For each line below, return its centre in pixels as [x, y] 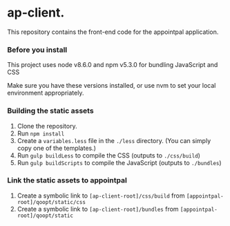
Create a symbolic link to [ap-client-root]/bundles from [98, 209]
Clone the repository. [47, 126]
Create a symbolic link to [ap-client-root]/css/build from [101, 196]
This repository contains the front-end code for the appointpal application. [113, 32]
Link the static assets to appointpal [67, 180]
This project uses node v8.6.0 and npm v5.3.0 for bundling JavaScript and [113, 65]
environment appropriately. [46, 93]
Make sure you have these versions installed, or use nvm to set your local [112, 86]
